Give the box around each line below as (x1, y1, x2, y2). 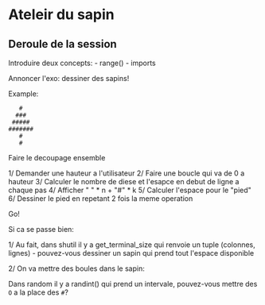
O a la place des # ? (8, 288, 69, 297)
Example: (8, 89, 39, 98)
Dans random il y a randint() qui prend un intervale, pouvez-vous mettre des (8, 280, 258, 288)
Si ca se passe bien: (8, 225, 74, 234)
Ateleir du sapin (8, 6, 115, 24)
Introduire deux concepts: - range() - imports (8, 58, 157, 68)
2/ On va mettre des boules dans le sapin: (8, 264, 145, 273)
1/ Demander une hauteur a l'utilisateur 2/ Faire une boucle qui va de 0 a (8, 168, 245, 178)
